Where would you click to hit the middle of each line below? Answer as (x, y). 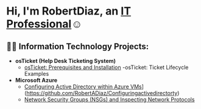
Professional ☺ (44, 24)
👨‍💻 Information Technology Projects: (78, 46)
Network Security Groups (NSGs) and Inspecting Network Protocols (109, 99)
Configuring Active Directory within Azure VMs (83, 87)
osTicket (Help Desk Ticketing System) (65, 61)
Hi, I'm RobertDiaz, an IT (69, 11)
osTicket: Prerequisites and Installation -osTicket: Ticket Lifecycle (106, 67)
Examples (37, 74)
